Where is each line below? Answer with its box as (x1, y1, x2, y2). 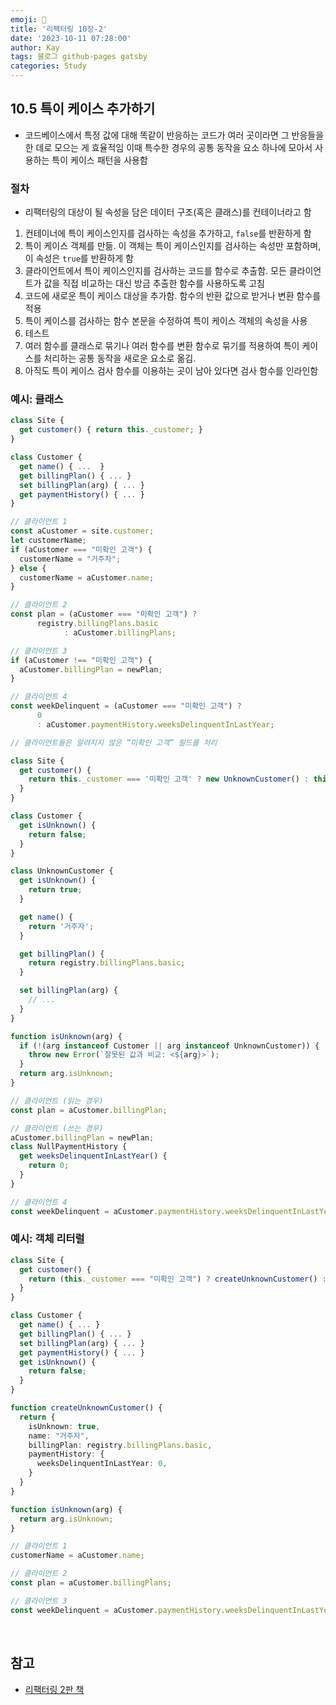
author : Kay (10, 42, 60, 53)
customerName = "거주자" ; (19, 554, 122, 564)
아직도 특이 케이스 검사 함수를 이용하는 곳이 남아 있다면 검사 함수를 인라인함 (24, 365, 319, 377)
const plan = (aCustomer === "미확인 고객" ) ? (10, 609, 198, 620)
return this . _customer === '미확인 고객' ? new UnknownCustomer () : (28, 774, 310, 785)
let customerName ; (10, 536, 87, 546)
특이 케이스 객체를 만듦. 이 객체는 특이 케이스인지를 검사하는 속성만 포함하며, (24, 240, 322, 252)
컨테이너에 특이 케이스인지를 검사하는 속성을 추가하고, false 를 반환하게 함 (24, 227, 312, 240)
